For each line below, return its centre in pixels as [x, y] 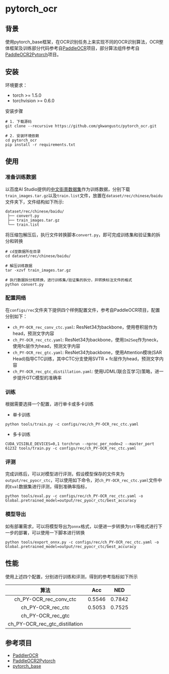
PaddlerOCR [25, 655]
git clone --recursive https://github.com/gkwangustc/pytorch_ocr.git [81, 126]
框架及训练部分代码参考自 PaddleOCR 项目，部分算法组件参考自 [74, 48]
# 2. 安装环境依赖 [22, 136]
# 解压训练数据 [19, 266]
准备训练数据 [21, 177]
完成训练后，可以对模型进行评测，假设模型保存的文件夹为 [65, 474]
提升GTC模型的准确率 [39, 377]
